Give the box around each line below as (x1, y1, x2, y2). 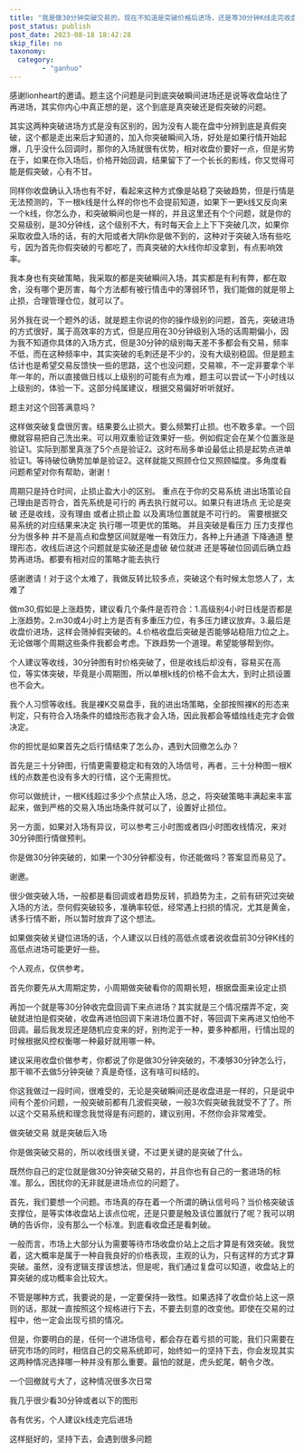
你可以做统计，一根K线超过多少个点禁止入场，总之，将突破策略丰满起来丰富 (9, 790, 292, 801)
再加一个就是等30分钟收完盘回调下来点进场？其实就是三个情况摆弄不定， (9, 1001, 281, 1012)
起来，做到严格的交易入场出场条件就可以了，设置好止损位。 (9, 802, 232, 813)
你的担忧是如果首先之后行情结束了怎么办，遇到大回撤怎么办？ (9, 740, 240, 751)
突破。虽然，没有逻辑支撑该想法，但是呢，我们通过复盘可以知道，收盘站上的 (9, 1261, 295, 1272)
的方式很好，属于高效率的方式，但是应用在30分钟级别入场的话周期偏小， (9, 326, 281, 336)
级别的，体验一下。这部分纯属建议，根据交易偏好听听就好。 (16, 382, 240, 393)
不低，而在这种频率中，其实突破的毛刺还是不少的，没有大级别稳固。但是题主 (9, 348, 295, 359)
